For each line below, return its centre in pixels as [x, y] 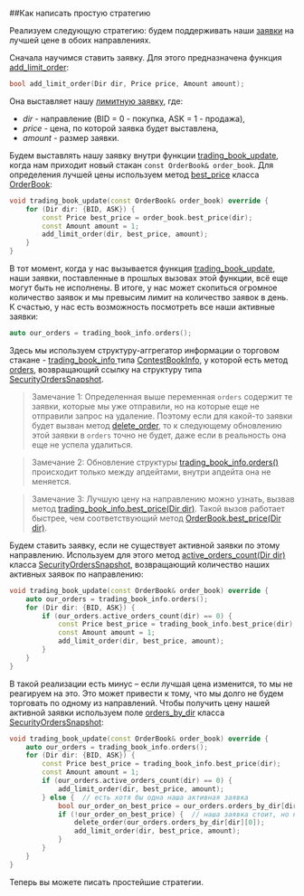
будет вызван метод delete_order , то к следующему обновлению [157, 425]
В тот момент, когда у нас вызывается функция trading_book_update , [142, 269]
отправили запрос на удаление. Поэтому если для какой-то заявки [162, 416]
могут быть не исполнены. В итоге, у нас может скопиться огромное [143, 288]
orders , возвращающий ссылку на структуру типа [106, 369]
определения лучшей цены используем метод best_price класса [134, 174]
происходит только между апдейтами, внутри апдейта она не [151, 472]
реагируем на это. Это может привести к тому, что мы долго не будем [147, 693]
